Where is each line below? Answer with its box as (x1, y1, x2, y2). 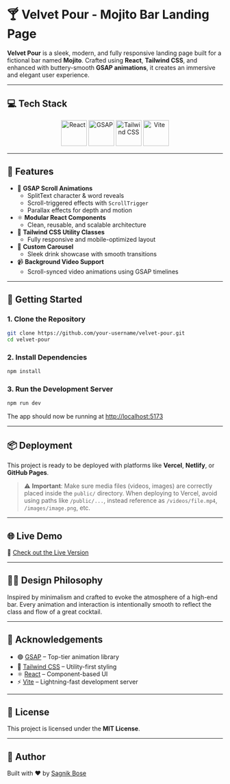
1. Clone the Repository (7, 314, 86, 324)
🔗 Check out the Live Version (7, 548, 89, 557)
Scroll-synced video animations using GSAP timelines (27, 267, 179, 276)
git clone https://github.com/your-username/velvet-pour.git (7, 330, 186, 337)
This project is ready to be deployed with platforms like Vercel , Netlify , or (7, 461, 215, 469)
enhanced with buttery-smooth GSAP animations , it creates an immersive (7, 63, 216, 71)
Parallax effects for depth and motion (27, 205, 132, 214)
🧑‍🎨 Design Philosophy (7, 574, 103, 586)
